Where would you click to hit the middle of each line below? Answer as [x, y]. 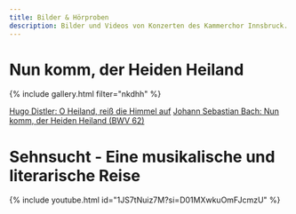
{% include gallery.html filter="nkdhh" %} [85, 94]
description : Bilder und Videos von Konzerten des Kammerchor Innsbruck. [149, 26]
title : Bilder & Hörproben [59, 17]
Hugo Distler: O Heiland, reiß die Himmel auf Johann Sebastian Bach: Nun [144, 111]
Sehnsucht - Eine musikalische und [142, 157]
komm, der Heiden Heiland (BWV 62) [77, 121]
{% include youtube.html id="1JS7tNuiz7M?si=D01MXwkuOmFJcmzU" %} [145, 200]
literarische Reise [75, 175]
